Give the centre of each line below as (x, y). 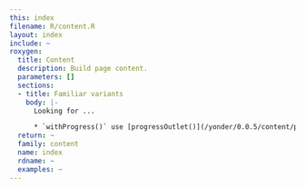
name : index (40, 153)
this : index (32, 18)
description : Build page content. (83, 69)
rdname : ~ (36, 161)
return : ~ (36, 136)
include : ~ (30, 43)
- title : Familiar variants (71, 94)
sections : (36, 85)
